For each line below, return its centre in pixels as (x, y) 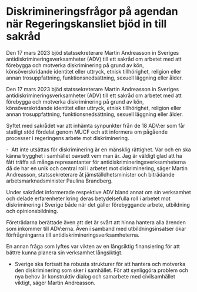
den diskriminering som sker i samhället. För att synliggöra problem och (101, 270)
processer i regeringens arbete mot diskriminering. (68, 138)
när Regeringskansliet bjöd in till (86, 24)
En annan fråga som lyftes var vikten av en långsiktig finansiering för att (93, 246)
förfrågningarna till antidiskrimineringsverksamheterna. (73, 235)
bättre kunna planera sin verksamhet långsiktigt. (64, 253)
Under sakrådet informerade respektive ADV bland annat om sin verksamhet (98, 192)
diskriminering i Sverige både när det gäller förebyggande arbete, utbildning (98, 204)
